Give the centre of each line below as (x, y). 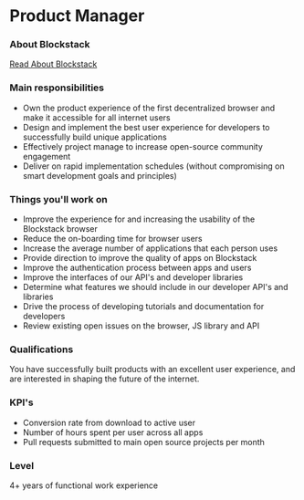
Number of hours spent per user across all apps (113, 432)
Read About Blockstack (53, 64)
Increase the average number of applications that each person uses (150, 248)
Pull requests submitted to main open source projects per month (143, 442)
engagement (47, 156)
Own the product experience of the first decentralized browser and (149, 108)
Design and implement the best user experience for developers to (147, 127)
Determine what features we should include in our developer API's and (156, 287)
